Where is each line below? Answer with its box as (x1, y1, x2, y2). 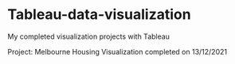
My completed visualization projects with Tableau (7, 32, 170, 41)
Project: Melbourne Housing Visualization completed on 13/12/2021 (7, 47, 228, 56)
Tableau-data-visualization (7, 6, 192, 24)
